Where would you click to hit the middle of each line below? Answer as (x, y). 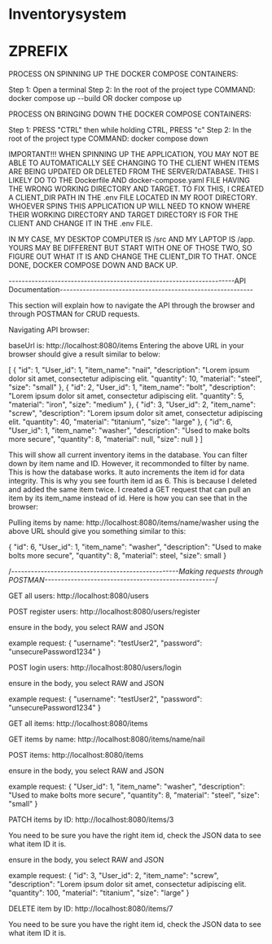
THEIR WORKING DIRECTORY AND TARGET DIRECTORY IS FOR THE (123, 215)
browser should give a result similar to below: (85, 354)
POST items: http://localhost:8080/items (76, 755)
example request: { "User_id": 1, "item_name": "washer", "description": (127, 787)
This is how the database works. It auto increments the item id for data (127, 472)
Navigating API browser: (49, 330)
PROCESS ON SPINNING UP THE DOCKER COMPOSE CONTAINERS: (123, 74)
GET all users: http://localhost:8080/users (79, 596)
